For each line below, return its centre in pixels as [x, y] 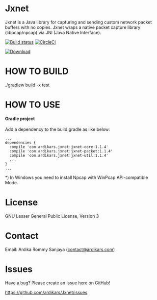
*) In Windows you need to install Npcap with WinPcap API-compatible [77, 177]
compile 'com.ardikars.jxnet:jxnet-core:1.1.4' [59, 147]
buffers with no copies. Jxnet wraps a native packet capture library [73, 27]
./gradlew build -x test [27, 85]
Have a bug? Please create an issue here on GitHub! [58, 283]
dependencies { [21, 143]
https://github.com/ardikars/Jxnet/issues [46, 293]
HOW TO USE [33, 105]
